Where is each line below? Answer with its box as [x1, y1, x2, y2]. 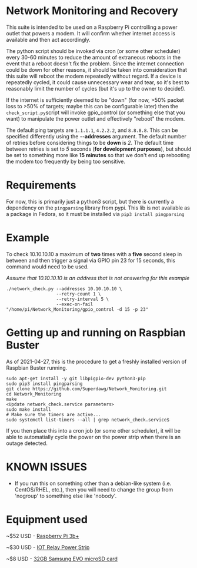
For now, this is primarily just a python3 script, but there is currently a [6, 198, 175, 205]
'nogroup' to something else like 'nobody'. [14, 492, 117, 499]
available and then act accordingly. [6, 36, 91, 43]
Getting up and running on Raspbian [6, 326, 186, 339]
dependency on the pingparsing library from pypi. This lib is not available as [6, 204, 190, 211]
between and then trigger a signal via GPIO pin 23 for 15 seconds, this [6, 257, 175, 264]
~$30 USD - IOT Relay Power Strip [6, 543, 90, 551]
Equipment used [6, 513, 88, 526]
